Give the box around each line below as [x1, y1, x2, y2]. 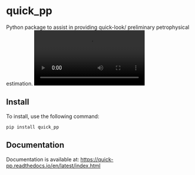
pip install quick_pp [6, 124, 60, 130]
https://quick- [80, 156, 114, 163]
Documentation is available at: [6, 156, 80, 163]
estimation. [6, 80, 34, 87]
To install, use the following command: [6, 113, 100, 120]
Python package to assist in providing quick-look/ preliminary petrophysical [6, 24, 190, 31]
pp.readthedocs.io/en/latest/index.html [6, 162, 101, 169]
